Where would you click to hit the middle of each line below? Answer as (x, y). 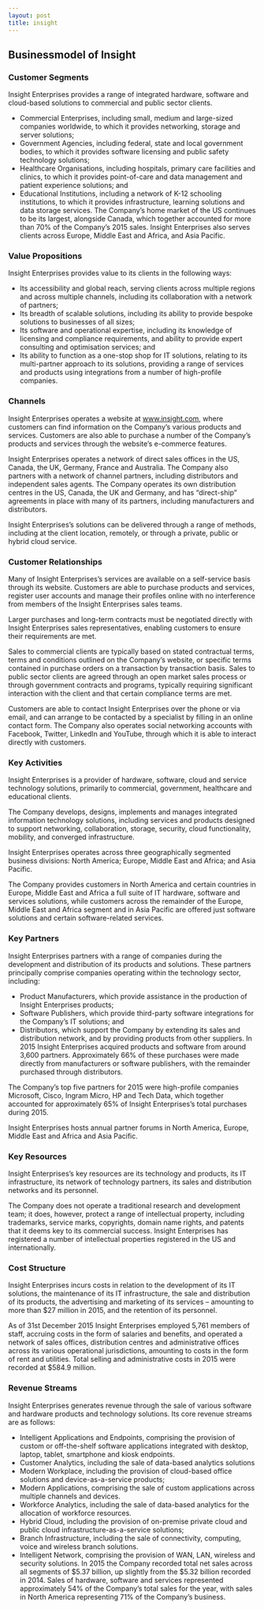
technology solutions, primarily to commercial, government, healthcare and (130, 788)
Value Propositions (45, 256)
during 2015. (28, 1112)
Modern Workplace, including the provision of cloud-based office (126, 1471)
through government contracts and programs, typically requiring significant (130, 685)
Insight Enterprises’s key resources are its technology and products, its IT (127, 1173)
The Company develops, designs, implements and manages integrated (123, 812)
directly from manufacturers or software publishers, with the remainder (135, 1063)
